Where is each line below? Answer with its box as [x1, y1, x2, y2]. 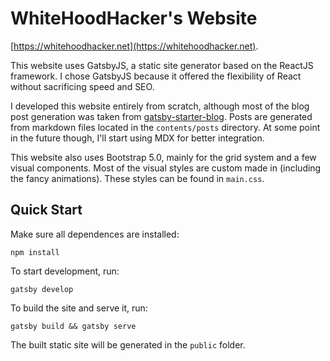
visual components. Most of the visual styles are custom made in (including [10, 162, 322, 174]
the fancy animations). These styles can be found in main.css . [10, 172, 265, 184]
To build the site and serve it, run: [10, 302, 148, 314]
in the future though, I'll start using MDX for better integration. [10, 132, 265, 144]
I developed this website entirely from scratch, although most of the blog [10, 100, 310, 112]
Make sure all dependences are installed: [10, 228, 180, 240]
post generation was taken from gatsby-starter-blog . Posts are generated [10, 110, 313, 122]
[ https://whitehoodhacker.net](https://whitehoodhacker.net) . [10, 40, 259, 52]
